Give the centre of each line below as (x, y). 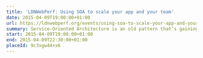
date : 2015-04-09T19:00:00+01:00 (48, 18)
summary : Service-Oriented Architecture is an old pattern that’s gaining (102, 29)
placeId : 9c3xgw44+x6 (34, 46)
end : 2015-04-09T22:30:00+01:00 (47, 40)
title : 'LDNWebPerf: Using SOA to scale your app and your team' (90, 12)
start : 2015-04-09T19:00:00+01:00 (50, 34)
